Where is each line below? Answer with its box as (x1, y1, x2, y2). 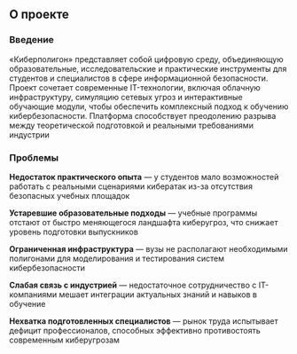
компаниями (9, 288, 58, 300)
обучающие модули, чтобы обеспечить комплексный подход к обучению (9, 101, 289, 112)
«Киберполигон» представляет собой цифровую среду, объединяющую (9, 53, 284, 65)
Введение (9, 34, 55, 46)
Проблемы (9, 151, 59, 163)
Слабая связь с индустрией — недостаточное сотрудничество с (9, 279, 257, 290)
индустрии (9, 129, 51, 140)
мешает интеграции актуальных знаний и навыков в (59, 288, 258, 300)
